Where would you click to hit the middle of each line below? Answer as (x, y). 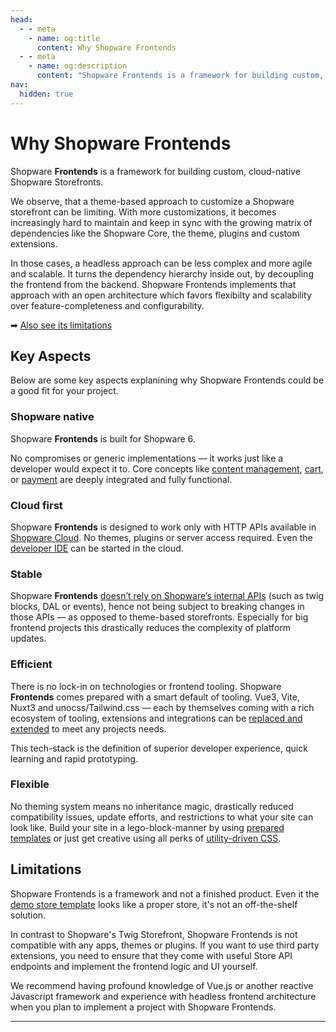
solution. (28, 915)
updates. (28, 638)
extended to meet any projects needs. (88, 728)
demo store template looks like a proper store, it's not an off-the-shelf (154, 904)
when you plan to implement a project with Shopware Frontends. (143, 1007)
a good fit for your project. (64, 391)
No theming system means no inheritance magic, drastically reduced (152, 806)
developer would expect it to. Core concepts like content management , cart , (167, 468)
